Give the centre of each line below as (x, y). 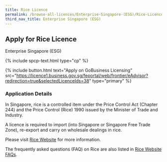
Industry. (14, 115)
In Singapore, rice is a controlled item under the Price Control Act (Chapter (82, 104)
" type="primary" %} (110, 81)
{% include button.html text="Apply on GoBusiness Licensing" (69, 71)
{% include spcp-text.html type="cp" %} (47, 61)
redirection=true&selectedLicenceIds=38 (47, 81)
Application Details (29, 94)
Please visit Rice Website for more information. (53, 140)
